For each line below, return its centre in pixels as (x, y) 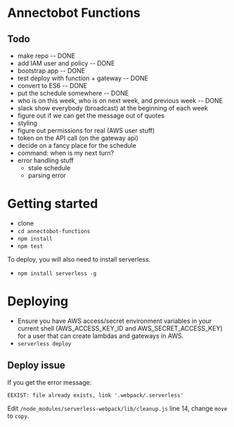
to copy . (18, 416)
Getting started (53, 204)
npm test (30, 246)
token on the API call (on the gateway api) (78, 138)
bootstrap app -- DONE (51, 71)
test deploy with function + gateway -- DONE (83, 78)
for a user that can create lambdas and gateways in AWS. (100, 336)
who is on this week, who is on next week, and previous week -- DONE (120, 101)
